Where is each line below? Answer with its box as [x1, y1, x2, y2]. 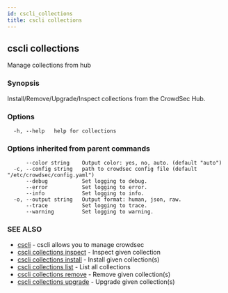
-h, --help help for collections [13, 127, 117, 135]
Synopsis [7, 78, 40, 88]
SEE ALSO [7, 225, 42, 234]
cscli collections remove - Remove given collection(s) [17, 270, 171, 278]
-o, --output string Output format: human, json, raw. [13, 196, 182, 203]
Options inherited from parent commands [7, 144, 151, 153]
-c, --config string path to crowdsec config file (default [13, 165, 197, 173]
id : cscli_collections [7, 10, 73, 17]
